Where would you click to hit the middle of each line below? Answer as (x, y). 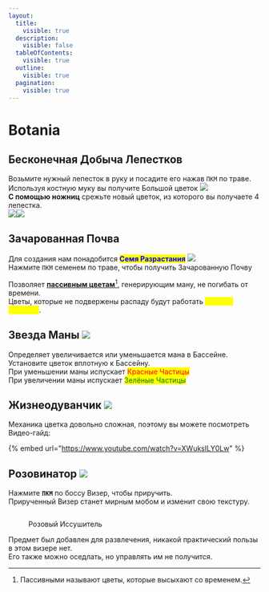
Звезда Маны (44, 335)
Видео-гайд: (29, 433)
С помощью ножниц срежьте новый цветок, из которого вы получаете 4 (134, 197)
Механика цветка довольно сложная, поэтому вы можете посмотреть (129, 424)
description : (37, 38)
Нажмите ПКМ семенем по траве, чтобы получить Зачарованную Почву (130, 268)
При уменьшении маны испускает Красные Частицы (99, 371)
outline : (30, 68)
